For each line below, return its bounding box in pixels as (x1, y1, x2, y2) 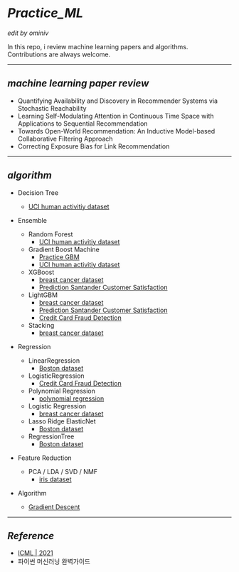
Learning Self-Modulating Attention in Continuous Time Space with (17, 111, 215, 120)
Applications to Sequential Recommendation (17, 119, 148, 128)
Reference (7, 530, 55, 542)
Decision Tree (17, 188, 59, 197)
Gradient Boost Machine (28, 245, 100, 254)
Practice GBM (38, 252, 80, 261)
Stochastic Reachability (17, 104, 87, 112)
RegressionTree (28, 432, 75, 441)
